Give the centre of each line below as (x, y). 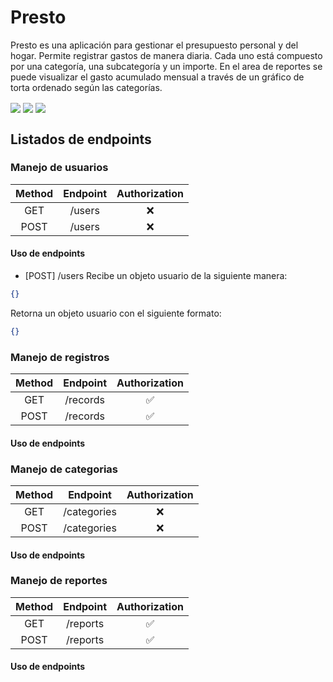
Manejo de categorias (64, 469)
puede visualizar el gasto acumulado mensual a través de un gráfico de (157, 77)
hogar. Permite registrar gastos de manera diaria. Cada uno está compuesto (166, 55)
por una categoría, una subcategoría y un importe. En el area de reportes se (166, 66)
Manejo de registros (60, 357)
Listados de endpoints (81, 139)
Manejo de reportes (59, 581)
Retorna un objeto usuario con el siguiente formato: (116, 313)
